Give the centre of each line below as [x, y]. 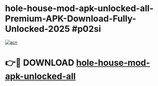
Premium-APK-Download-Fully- [71, 19]
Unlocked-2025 [38, 29]
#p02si [86, 29]
